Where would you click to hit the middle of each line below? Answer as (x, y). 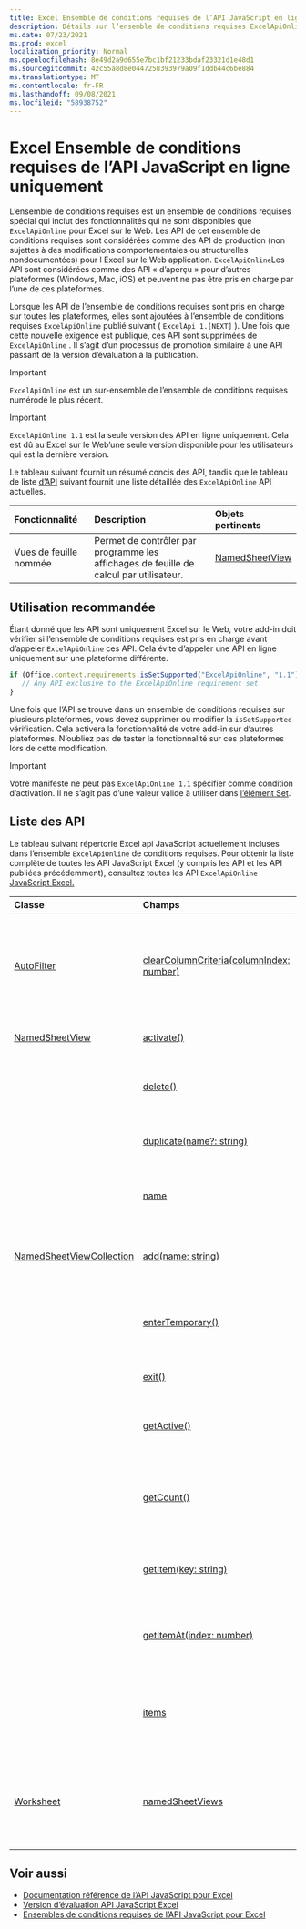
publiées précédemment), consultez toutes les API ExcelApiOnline (133, 873)
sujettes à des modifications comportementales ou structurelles (129, 250)
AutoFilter (35, 965)
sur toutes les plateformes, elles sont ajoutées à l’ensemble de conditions (147, 316)
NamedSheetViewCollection (74, 1256)
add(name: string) (181, 1256)
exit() (154, 1376)
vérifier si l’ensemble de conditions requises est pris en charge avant (138, 639)
